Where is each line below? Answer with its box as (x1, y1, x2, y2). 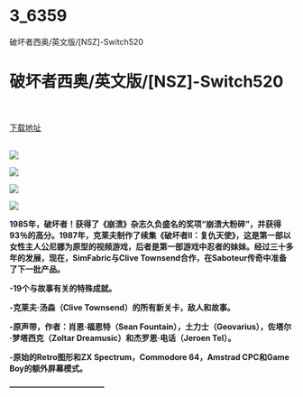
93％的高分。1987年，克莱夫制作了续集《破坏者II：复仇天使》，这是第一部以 (9, 229, 291, 240)
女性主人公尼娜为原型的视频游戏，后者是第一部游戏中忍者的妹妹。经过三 (9, 241, 278, 252)
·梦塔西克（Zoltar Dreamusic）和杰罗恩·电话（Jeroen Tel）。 (9, 332, 236, 343)
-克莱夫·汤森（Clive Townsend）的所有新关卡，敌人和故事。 (9, 301, 235, 312)
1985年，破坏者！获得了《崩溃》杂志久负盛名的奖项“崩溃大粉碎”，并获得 (9, 218, 281, 229)
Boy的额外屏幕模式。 (9, 363, 88, 374)
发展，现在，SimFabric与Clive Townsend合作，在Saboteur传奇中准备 (24, 252, 287, 263)
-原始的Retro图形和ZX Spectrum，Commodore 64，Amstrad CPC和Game (9, 351, 290, 362)
